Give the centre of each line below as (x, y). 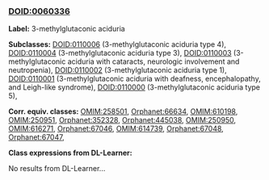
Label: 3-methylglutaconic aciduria (67, 29)
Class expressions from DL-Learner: (70, 153)
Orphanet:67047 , (36, 137)
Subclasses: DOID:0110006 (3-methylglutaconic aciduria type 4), (118, 44)
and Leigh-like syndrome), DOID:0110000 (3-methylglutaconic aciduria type (134, 87)
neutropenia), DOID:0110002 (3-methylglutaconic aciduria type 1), (118, 70)
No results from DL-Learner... (57, 169)
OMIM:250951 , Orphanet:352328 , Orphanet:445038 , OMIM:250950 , (122, 120)
